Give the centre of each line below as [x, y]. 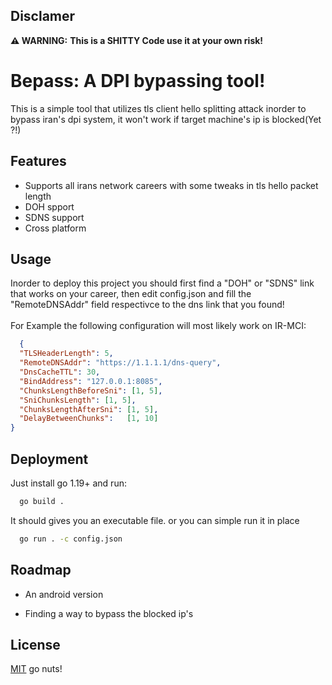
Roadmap [41, 570]
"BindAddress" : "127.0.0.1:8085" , [91, 381]
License [35, 644]
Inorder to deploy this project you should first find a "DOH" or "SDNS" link [162, 283]
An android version [64, 594]
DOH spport [49, 206]
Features [38, 161]
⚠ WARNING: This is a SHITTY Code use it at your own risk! [137, 40]
